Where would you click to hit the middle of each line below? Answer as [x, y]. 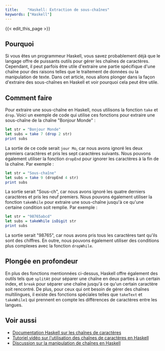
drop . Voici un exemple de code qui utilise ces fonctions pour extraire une [80, 115]
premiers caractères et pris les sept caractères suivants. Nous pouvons [78, 153]
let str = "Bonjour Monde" [33, 129]
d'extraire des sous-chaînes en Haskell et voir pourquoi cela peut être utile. [82, 82]
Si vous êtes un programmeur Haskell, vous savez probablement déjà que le [83, 56]
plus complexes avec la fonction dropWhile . [49, 246]
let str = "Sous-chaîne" [31, 173]
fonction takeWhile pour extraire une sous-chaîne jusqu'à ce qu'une [75, 202]
